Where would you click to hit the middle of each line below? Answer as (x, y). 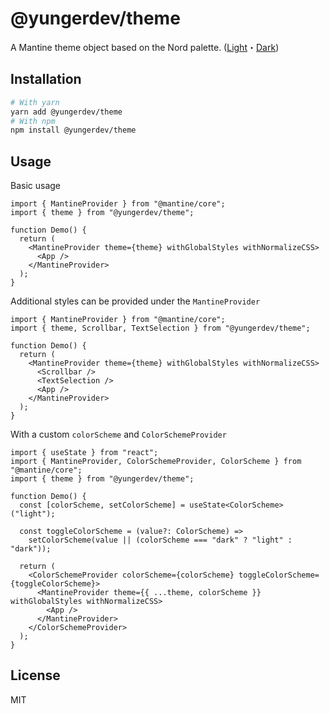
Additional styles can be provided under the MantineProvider (135, 301)
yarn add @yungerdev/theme (66, 112)
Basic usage (36, 186)
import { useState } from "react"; (84, 453)
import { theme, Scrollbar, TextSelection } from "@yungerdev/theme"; (160, 328)
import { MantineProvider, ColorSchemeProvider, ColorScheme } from (156, 462)
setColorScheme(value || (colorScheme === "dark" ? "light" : (160, 540)
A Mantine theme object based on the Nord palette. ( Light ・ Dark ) (145, 47)
